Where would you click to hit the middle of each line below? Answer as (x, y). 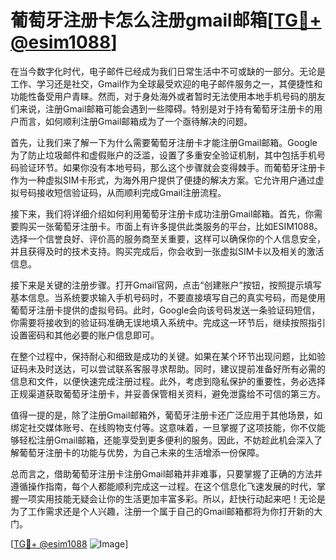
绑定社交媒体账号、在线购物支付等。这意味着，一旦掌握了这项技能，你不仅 (163, 427)
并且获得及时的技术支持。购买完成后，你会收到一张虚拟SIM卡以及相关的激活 (167, 251)
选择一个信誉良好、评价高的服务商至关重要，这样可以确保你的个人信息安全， (168, 238)
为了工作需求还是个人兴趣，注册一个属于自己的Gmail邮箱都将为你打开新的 (162, 511)
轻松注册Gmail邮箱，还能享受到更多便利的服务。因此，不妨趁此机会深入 (166, 440)
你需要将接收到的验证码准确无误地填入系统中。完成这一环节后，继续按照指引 (168, 322)
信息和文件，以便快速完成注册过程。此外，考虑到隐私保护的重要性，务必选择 (168, 381)
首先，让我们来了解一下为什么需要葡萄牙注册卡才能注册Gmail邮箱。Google (164, 142)
